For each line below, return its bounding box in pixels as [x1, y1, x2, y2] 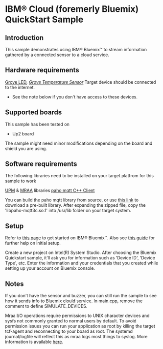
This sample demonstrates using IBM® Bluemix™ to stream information [5, 47, 147, 52]
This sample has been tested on [5, 121, 70, 127]
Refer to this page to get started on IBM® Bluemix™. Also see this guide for [5, 235, 155, 241]
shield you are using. [5, 145, 47, 151]
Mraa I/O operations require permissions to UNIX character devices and [5, 313, 150, 318]
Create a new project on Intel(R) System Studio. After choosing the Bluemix [5, 250, 157, 255]
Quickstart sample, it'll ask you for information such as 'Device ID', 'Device [5, 255, 156, 261]
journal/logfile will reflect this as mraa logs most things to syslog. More [5, 334, 148, 340]
